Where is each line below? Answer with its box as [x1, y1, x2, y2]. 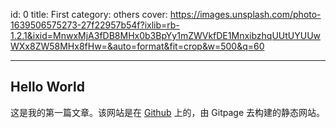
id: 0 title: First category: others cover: [10, 9, 168, 20]
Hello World [10, 79, 85, 96]
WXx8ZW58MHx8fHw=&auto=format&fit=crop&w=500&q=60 [10, 40, 265, 52]
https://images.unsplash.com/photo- [169, 9, 322, 20]
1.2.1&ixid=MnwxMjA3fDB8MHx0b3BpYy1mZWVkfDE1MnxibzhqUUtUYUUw [10, 30, 322, 41]
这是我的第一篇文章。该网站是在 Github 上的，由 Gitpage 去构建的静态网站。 [10, 106, 326, 118]
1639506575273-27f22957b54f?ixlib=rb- [10, 19, 180, 31]
